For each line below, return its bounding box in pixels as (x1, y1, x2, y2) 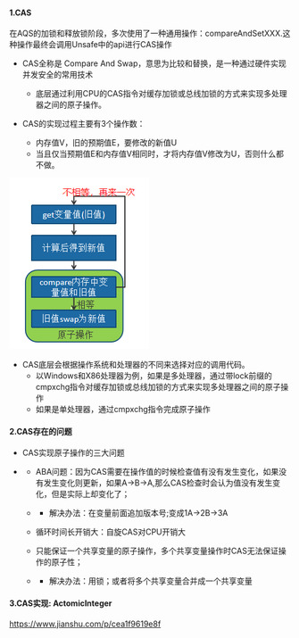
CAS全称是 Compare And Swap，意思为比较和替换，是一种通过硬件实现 (21, 58, 287, 69)
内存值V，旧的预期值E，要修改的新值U (35, 137, 178, 148)
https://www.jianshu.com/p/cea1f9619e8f (9, 618, 162, 629)
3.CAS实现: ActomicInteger (9, 598, 112, 609)
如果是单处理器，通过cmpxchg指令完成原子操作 (35, 404, 212, 415)
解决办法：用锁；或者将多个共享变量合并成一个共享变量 (48, 576, 253, 586)
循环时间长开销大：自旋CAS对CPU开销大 (35, 526, 186, 537)
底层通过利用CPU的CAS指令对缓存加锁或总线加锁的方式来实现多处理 (35, 88, 287, 99)
